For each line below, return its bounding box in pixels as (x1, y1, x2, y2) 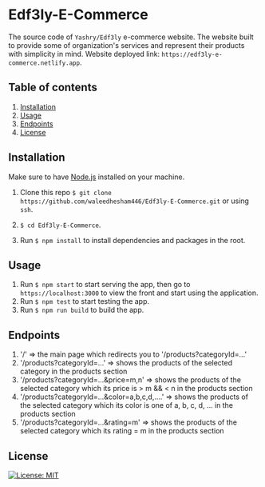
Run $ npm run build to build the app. (19, 305, 144, 315)
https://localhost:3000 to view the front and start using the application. (19, 288, 259, 297)
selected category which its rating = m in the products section (19, 426, 225, 436)
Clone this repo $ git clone (19, 187, 112, 197)
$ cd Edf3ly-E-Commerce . (19, 220, 101, 230)
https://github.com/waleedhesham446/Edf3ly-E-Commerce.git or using (19, 196, 250, 206)
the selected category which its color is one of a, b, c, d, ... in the (19, 401, 234, 410)
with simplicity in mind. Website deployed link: (8, 49, 160, 58)
